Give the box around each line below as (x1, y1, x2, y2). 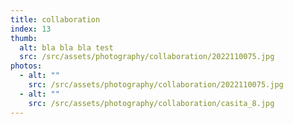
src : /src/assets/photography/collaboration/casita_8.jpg (28, 98, 275, 108)
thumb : (10, 33, 38, 43)
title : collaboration (10, 14, 101, 25)
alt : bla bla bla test (19, 42, 114, 53)
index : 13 (10, 24, 52, 34)
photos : (10, 61, 43, 71)
